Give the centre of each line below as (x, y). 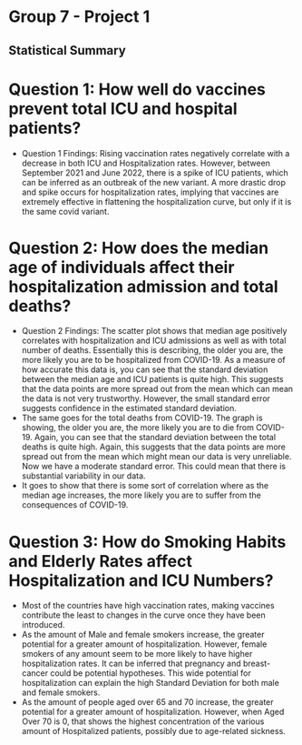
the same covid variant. (65, 211)
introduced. (43, 625)
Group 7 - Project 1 (79, 17)
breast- (257, 664)
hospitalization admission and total (143, 286)
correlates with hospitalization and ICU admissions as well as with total (154, 341)
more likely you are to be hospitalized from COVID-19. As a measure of (154, 360)
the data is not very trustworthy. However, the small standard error (146, 398)
